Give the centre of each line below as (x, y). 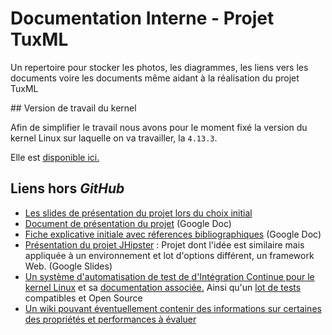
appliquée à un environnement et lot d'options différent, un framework (169, 255)
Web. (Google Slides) (68, 266)
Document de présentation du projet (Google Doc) (128, 223)
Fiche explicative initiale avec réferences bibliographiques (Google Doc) (173, 234)
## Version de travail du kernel (73, 108)
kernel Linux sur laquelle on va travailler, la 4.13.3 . (114, 138)
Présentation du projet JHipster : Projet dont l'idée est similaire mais (164, 244)
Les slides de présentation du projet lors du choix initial (138, 213)
